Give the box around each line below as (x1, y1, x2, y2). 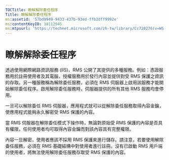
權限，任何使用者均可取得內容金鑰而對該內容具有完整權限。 (9, 126, 134, 132)
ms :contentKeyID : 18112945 (5, 21, 62, 27)
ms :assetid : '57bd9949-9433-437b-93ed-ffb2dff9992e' (5, 17, 119, 22)
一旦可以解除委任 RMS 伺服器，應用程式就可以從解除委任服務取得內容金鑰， (5, 103, 164, 109)
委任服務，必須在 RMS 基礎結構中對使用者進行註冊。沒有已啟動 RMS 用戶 (5, 143, 158, 149)
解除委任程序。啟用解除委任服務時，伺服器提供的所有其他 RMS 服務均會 (9, 86, 159, 92)
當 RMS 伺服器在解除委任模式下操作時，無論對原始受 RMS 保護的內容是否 (5, 120, 158, 126)
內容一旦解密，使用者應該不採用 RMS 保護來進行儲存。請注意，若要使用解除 (5, 137, 164, 143)
